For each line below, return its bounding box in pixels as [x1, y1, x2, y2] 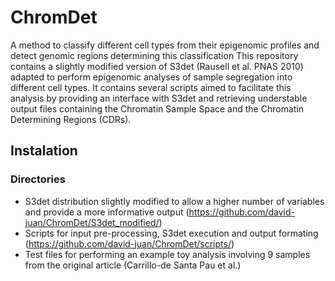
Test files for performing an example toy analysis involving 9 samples [24, 248, 311, 260]
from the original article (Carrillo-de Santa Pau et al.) [24, 259, 242, 271]
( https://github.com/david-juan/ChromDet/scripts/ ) [24, 237, 235, 250]
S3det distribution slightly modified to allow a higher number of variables [24, 195, 325, 207]
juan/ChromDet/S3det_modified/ [24, 216, 160, 228]
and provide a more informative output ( [24, 206, 190, 218]
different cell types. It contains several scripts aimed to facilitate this [10, 81, 292, 93]
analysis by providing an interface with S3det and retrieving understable [10, 92, 308, 104]
